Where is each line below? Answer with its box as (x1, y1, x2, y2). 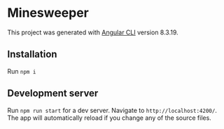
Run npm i (7, 67, 36, 75)
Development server (7, 88, 99, 100)
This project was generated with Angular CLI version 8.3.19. (7, 28, 178, 36)
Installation (7, 48, 57, 60)
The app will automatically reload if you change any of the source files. (7, 114, 211, 122)
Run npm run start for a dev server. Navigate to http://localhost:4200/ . (7, 106, 217, 114)
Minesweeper (7, 5, 89, 21)
